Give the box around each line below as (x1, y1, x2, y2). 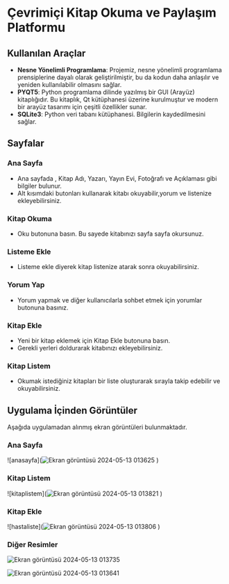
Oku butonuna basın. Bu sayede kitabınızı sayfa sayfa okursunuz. (17, 229, 204, 238)
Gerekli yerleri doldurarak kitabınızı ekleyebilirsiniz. (17, 343, 163, 352)
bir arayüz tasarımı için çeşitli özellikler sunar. (17, 103, 147, 111)
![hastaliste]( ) (7, 522, 161, 530)
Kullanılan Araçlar (7, 47, 86, 59)
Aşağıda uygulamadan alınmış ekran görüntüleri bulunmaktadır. (7, 423, 187, 431)
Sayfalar (7, 138, 45, 149)
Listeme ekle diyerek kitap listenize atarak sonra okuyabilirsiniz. (17, 263, 199, 271)
